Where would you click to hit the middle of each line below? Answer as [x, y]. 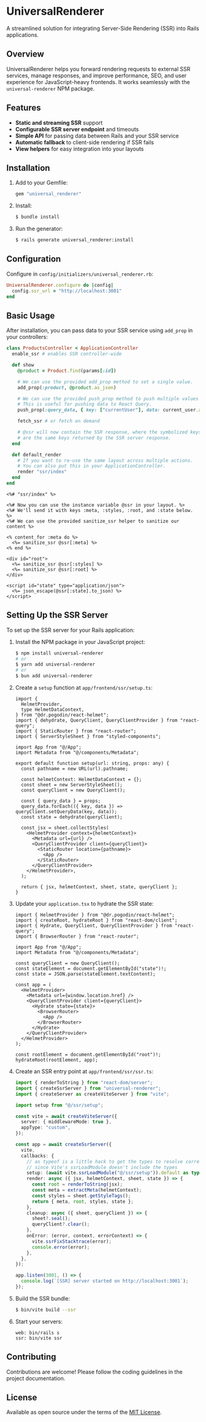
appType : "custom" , [46, 1128]
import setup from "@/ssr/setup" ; [59, 1105]
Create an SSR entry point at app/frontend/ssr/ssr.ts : [84, 1071]
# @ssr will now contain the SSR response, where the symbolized [103, 432]
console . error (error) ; [61, 1247]
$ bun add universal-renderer [54, 676]
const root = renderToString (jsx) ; [77, 1184]
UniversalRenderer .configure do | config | [60, 285]
